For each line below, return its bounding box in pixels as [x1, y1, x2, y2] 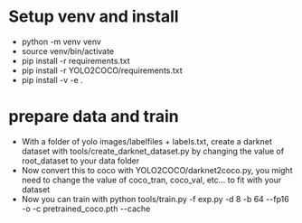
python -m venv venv [21, 36, 101, 47]
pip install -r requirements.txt [21, 55, 130, 66]
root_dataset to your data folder [21, 155, 140, 166]
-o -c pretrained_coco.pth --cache [21, 203, 151, 214]
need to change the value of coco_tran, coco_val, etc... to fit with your [21, 174, 282, 185]
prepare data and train [8, 107, 179, 127]
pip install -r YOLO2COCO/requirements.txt [21, 65, 183, 76]
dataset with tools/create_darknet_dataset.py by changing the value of [21, 145, 285, 156]
